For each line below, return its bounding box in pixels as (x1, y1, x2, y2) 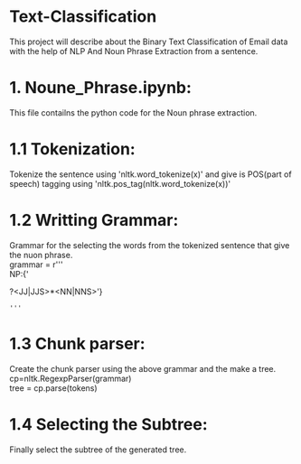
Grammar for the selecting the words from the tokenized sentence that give (9, 239, 290, 250)
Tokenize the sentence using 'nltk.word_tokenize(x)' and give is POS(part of (9, 169, 292, 180)
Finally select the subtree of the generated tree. (9, 444, 187, 455)
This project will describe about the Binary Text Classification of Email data (9, 36, 288, 47)
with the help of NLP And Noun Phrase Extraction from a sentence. (9, 45, 259, 56)
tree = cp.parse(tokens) (9, 382, 98, 394)
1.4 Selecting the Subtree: (9, 413, 208, 434)
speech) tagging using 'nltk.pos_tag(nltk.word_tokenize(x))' (9, 178, 231, 189)
